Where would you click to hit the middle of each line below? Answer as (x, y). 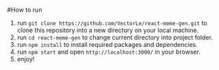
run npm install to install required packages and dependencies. (107, 45)
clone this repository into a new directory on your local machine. (108, 30)
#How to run (25, 10)
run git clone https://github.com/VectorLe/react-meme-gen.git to (112, 23)
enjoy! (26, 59)
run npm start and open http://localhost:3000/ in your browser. (108, 52)
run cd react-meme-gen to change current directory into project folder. (115, 37)
